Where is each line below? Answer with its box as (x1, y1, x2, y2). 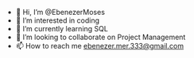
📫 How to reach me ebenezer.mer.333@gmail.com (15, 42, 184, 50)
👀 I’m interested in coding (15, 16, 100, 25)
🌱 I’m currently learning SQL (15, 24, 109, 33)
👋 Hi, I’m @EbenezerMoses (15, 8, 106, 16)
